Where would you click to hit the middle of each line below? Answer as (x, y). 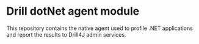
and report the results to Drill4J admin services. (66, 34)
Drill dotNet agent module (73, 11)
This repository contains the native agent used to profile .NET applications (100, 28)
